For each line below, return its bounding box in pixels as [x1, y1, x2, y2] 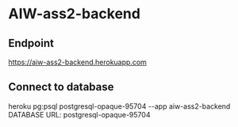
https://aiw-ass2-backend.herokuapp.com [8, 57, 147, 67]
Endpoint [8, 37, 54, 50]
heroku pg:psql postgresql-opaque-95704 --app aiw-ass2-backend [8, 101, 231, 111]
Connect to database [8, 80, 114, 94]
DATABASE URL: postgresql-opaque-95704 [8, 110, 151, 119]
